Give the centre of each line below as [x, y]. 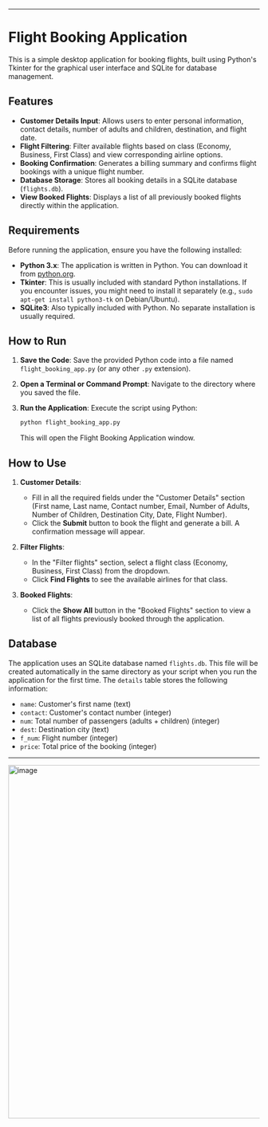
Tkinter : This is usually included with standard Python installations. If [133, 282]
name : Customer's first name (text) [75, 703]
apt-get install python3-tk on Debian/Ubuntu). [100, 299]
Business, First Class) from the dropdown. [100, 571]
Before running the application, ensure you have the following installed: [125, 250]
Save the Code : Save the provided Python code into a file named [126, 361]
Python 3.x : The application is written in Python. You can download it [134, 265]
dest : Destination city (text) [64, 729]
